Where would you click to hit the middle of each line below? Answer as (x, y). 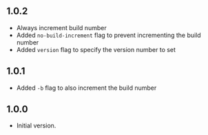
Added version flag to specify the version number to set (96, 49)
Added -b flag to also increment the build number (86, 88)
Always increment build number (62, 27)
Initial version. (36, 125)
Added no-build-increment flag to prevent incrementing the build (108, 35)
